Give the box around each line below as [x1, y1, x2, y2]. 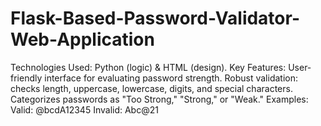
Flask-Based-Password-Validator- [10, 7, 300, 30]
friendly [10, 72, 43, 84]
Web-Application [10, 28, 155, 51]
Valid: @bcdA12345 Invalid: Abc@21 [10, 103, 159, 116]
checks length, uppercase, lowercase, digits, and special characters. [10, 82, 293, 94]
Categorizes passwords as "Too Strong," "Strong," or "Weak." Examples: [10, 93, 309, 105]
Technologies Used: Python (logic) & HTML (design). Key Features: [10, 61, 287, 73]
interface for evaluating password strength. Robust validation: [44, 72, 299, 84]
